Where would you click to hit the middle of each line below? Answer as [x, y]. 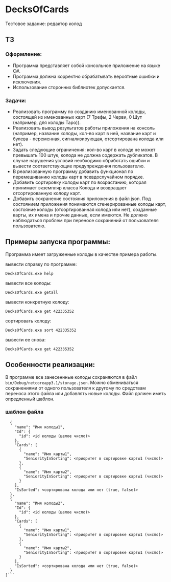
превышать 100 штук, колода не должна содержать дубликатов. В [85, 155]
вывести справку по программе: [41, 264]
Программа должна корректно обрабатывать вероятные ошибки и [86, 76]
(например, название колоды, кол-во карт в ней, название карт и [84, 133]
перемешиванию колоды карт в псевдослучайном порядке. [78, 177]
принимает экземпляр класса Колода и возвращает [70, 187]
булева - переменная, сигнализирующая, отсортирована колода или [88, 139]
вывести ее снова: [26, 339]
